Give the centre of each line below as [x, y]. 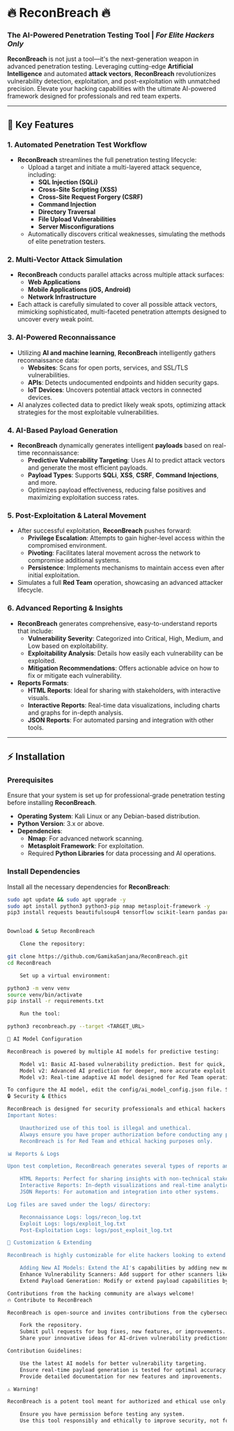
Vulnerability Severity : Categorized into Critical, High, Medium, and [125, 638]
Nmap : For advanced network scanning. [86, 838]
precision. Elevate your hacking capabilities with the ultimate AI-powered [112, 89]
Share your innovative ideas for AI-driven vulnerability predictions [124, 1338]
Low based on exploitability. [68, 646]
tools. [36, 727]
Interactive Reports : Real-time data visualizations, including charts [124, 705]
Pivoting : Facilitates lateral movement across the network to [114, 553]
